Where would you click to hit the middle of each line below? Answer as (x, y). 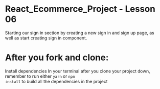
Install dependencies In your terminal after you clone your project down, (78, 71)
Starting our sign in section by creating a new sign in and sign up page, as (80, 33)
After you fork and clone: (57, 58)
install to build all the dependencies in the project (56, 81)
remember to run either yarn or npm (40, 76)
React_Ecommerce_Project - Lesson (80, 9)
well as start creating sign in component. (46, 38)
